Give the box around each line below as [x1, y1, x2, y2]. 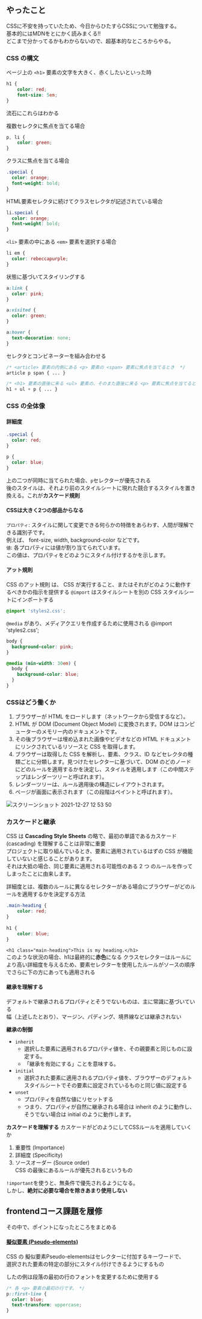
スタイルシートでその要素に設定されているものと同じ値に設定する [23, 1081, 188, 1089]
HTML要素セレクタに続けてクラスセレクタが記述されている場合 [6, 197, 164, 205]
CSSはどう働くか [6, 698, 56, 707]
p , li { [6, 134, 26, 140]
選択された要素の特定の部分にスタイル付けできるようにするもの [6, 1260, 164, 1268]
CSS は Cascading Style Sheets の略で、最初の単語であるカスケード [6, 833, 177, 840]
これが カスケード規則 [26, 492, 80, 499]
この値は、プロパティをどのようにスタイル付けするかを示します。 [6, 551, 169, 559]
